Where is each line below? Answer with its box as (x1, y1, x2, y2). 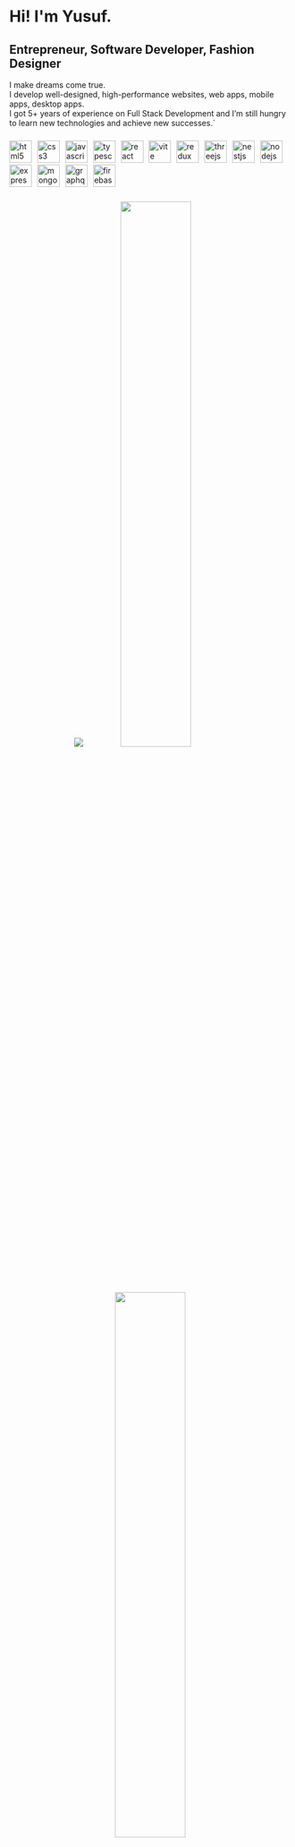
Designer (9, 55, 62, 71)
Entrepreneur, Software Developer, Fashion (9, 42, 255, 57)
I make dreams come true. (9, 80, 105, 90)
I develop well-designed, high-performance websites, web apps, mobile (9, 89, 274, 99)
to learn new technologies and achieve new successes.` (9, 118, 216, 128)
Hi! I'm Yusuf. (9, 6, 112, 27)
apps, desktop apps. (9, 98, 85, 109)
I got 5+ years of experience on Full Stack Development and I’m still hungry (9, 108, 286, 118)
